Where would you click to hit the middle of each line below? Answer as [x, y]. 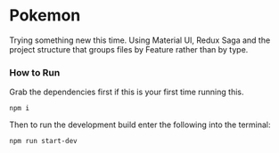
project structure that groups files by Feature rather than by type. [129, 49]
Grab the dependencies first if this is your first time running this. [127, 92]
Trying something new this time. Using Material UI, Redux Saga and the [140, 40]
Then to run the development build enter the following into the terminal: [140, 125]
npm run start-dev [43, 141]
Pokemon [45, 16]
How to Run [35, 72]
